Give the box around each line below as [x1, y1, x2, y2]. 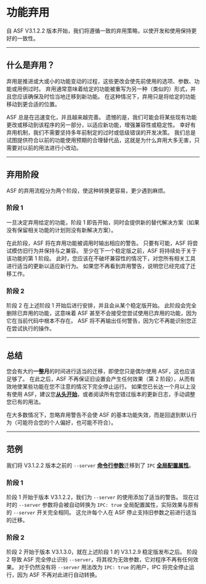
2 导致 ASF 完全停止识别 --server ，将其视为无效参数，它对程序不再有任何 [6, 556, 193, 563]
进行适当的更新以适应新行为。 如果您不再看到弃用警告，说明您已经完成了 [6, 262, 191, 269]
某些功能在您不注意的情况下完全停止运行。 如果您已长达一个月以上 [22, 383, 191, 390]
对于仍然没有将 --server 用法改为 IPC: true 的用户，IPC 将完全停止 [18, 564, 189, 571]
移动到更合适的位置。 [6, 100, 60, 108]
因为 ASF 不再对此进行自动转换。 [17, 571, 101, 578]
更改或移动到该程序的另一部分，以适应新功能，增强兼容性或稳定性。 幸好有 [6, 121, 196, 129]
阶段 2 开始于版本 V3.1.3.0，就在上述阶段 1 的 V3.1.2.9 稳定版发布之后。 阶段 [6, 548, 198, 556]
